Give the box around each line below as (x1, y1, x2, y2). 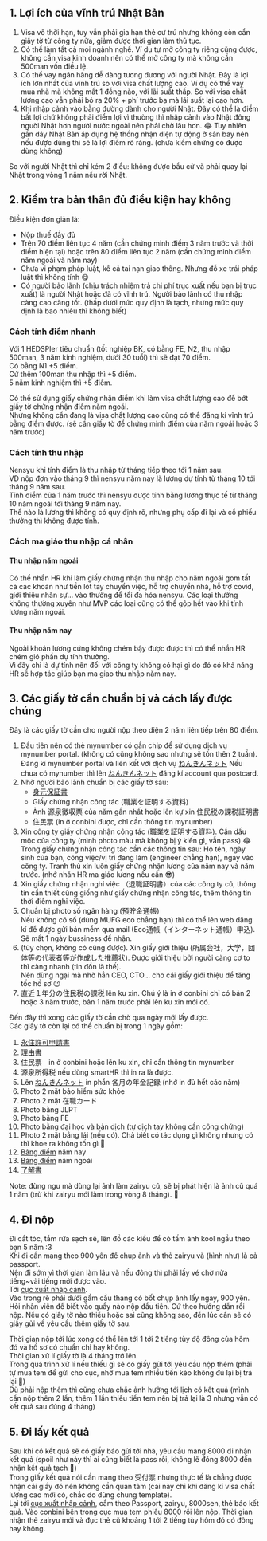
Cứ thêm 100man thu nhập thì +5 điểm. (9, 369, 137, 379)
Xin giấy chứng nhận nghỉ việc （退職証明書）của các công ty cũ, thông (20, 879, 257, 889)
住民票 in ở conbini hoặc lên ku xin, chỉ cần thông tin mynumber (20, 1058, 234, 1067)
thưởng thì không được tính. (9, 516, 100, 525)
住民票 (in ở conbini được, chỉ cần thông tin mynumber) (32, 817, 213, 827)
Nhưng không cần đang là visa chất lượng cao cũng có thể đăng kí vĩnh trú (9, 410, 253, 419)
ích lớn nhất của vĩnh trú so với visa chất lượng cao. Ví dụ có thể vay (20, 78, 245, 88)
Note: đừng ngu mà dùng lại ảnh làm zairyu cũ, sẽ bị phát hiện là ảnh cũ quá (9, 1181, 258, 1191)
